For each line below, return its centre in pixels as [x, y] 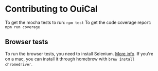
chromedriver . [19, 64]
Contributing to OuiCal [52, 9]
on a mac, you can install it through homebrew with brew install [70, 59]
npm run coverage [23, 27]
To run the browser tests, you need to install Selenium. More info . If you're [79, 53]
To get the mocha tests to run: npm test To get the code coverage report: [78, 22]
